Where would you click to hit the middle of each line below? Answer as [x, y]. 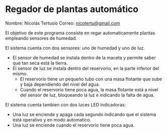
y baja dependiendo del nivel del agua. [60, 84]
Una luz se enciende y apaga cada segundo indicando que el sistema [84, 114]
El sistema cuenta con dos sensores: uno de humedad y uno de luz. [75, 48]
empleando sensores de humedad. [41, 38]
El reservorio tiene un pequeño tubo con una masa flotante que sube [91, 79]
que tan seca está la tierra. [40, 63]
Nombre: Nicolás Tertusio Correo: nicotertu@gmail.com [63, 23]
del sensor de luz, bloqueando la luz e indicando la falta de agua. [87, 95]
